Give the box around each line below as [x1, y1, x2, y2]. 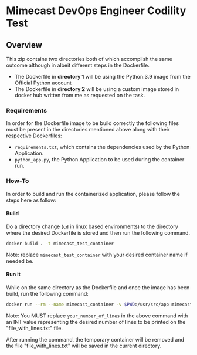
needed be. [6, 257, 34, 265]
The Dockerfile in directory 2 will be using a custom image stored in [14, 86, 179, 92]
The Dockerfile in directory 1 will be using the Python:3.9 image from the [14, 73, 191, 80]
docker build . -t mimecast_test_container [6, 241, 114, 246]
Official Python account [14, 79, 72, 86]
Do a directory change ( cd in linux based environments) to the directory [6, 223, 178, 230]
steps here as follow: [6, 197, 57, 204]
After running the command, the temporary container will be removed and [6, 336, 185, 343]
